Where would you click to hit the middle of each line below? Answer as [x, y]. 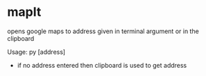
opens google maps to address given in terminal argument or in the [103, 31]
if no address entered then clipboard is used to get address [102, 65]
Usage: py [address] [36, 52]
